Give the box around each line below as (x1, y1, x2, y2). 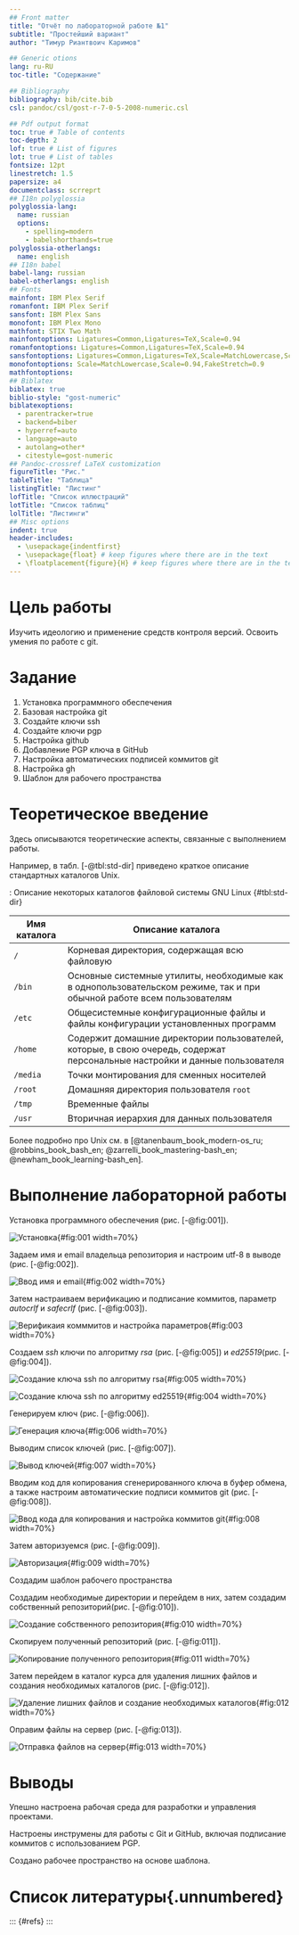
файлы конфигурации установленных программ (67, 1017, 277, 1030)
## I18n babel (9, 260, 62, 269)
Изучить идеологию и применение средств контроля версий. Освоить (9, 626, 279, 638)
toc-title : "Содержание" (9, 70, 101, 80)
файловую (67, 955, 113, 967)
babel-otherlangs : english (9, 277, 109, 286)
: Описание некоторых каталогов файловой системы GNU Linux (9, 886, 252, 897)
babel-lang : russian (9, 268, 86, 277)
